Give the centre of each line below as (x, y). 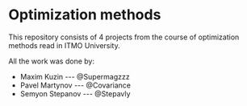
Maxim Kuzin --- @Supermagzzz (75, 76)
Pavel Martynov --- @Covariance (75, 85)
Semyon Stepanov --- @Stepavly (75, 93)
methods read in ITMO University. (64, 45)
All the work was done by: (52, 61)
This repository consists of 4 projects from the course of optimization (124, 37)
